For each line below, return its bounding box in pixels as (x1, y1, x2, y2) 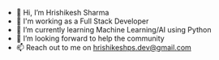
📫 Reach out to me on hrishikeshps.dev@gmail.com (15, 43, 192, 52)
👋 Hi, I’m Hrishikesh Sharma (15, 8, 109, 17)
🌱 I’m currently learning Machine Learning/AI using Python (15, 25, 212, 34)
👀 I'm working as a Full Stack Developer (15, 16, 149, 26)
